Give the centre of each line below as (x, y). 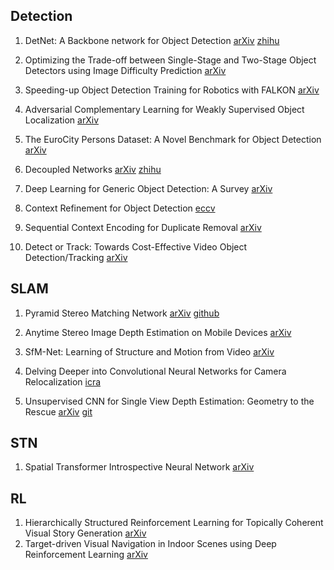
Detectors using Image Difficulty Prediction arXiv (125, 70)
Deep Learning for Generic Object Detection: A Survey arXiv (148, 188)
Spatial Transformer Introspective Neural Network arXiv (139, 467)
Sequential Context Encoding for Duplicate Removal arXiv (143, 227)
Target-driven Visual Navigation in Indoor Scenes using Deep (150, 544)
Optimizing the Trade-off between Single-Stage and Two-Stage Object (170, 60)
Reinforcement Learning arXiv (86, 555)
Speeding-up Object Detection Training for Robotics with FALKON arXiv (172, 90)
